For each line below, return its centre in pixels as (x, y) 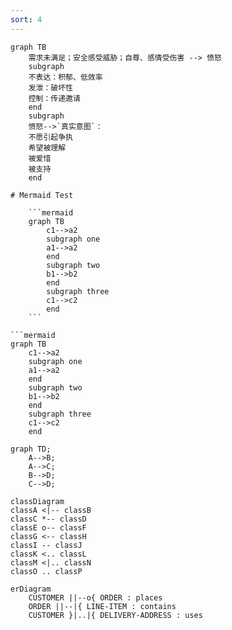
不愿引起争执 (50, 137)
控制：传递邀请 (54, 98)
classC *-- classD (48, 519)
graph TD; (31, 449)
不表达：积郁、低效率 (65, 77)
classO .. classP (46, 571)
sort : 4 (26, 19)
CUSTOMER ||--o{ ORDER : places (95, 597)
